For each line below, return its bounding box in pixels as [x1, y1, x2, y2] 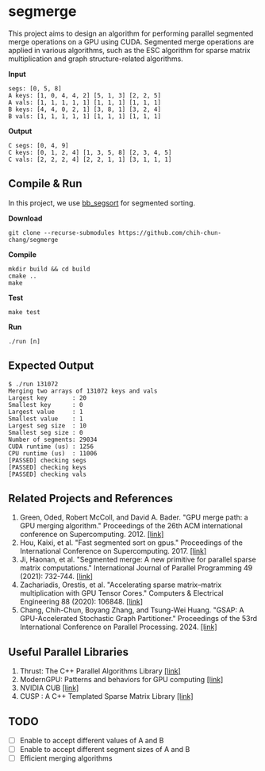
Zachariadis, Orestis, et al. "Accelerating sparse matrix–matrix [19, 580, 222, 589]
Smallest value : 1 [8, 415, 83, 423]
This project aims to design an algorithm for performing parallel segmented [8, 29, 254, 38]
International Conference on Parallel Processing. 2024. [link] [19, 622, 217, 632]
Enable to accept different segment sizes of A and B [19, 745, 190, 754]
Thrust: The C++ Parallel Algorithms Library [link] [19, 666, 181, 676]
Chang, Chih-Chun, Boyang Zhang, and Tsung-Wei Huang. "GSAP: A [19, 605, 244, 615]
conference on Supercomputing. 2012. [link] [19, 530, 164, 539]
